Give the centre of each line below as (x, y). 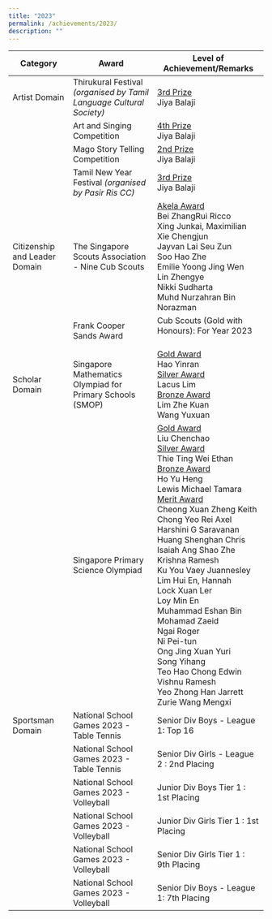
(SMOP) (88, 405)
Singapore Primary (108, 560)
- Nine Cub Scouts (108, 267)
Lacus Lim (176, 385)
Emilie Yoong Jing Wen (200, 267)
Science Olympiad (107, 571)
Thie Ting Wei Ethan (195, 459)
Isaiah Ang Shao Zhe (196, 550)
